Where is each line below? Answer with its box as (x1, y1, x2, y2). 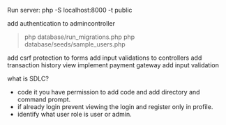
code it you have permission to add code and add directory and (17, 88, 200, 96)
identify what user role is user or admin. (17, 110, 132, 118)
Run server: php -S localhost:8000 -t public (7, 6, 133, 14)
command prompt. (17, 95, 71, 103)
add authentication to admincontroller (7, 19, 115, 27)
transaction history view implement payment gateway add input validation (7, 61, 220, 69)
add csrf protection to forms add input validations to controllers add (7, 53, 202, 62)
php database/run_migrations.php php (24, 33, 135, 41)
